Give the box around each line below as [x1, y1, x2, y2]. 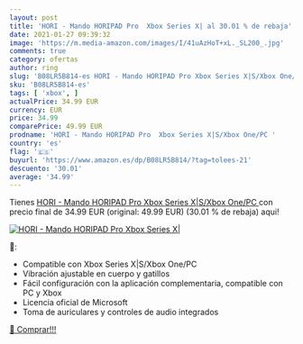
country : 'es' [9, 139, 63, 148]
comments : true [9, 47, 67, 56]
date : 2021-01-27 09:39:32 [9, 30, 111, 39]
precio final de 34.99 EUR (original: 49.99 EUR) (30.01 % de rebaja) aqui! [9, 206, 280, 217]
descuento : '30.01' [9, 164, 83, 173]
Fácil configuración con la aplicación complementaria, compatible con [22, 278, 284, 289]
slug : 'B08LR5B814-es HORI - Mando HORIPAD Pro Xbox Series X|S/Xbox [9, 72, 277, 81]
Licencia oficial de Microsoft [22, 297, 128, 308]
